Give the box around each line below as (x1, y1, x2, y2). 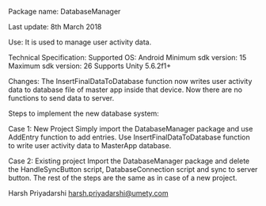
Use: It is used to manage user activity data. (8, 37, 152, 47)
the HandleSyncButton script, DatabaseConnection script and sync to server (8, 165, 258, 174)
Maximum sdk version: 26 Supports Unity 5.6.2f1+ (8, 61, 172, 71)
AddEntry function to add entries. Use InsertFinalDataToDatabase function (8, 132, 251, 142)
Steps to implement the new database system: (8, 109, 160, 118)
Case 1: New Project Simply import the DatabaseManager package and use (8, 124, 253, 133)
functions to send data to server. (8, 93, 115, 102)
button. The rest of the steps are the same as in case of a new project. (8, 174, 237, 182)
